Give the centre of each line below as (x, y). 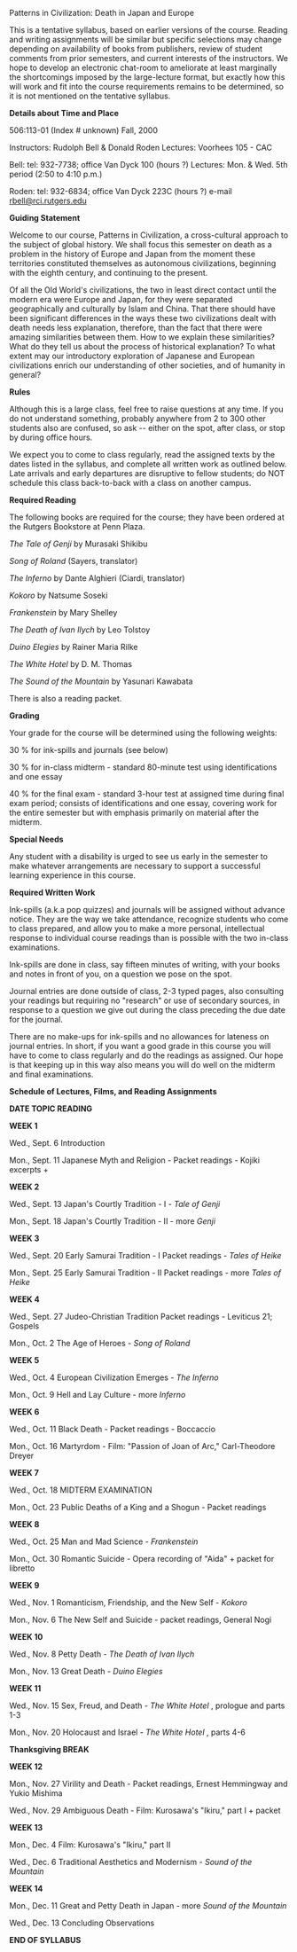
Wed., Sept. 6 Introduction (57, 1143)
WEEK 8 (24, 1524)
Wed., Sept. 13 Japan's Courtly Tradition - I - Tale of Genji (115, 1204)
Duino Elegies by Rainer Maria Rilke (74, 647)
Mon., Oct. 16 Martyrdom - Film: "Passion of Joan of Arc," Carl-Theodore (142, 1446)
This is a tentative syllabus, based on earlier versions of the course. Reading (148, 30)
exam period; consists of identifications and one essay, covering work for (143, 803)
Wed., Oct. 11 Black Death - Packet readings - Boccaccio (112, 1429)
